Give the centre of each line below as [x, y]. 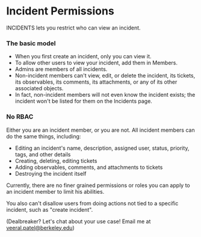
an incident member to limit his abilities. [55, 191]
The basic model [31, 43]
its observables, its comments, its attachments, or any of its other [96, 82]
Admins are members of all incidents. [61, 69]
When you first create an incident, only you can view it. [83, 57]
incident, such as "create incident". [50, 209]
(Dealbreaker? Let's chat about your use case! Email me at [79, 221]
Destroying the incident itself [51, 173]
